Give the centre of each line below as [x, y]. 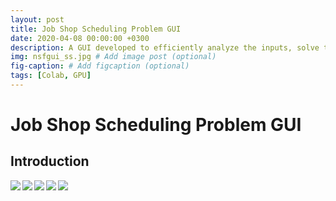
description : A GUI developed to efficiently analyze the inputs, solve [165, 47]
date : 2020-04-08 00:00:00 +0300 [80, 38]
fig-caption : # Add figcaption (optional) [100, 66]
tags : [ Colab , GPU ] [51, 76]
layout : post [37, 19]
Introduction [50, 161]
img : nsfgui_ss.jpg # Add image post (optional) [113, 57]
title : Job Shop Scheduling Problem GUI [96, 29]
